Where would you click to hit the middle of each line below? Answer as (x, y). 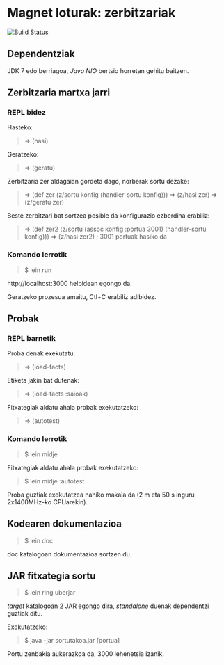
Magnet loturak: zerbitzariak (91, 13)
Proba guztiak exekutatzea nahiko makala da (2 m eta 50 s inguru (101, 495)
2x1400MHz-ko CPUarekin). (48, 502)
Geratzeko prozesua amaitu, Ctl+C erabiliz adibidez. (82, 296)
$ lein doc (39, 540)
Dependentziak (41, 54)
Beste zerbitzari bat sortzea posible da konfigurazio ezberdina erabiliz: (109, 216)
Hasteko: (20, 127)
